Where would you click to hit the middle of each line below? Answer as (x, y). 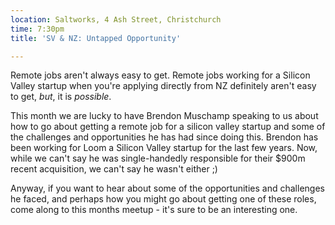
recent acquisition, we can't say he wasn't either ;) (114, 169)
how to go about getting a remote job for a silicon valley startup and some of (168, 127)
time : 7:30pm (37, 29)
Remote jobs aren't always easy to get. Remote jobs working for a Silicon (160, 75)
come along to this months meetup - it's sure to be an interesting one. (154, 210)
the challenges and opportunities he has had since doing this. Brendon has (164, 137)
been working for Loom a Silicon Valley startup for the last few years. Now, (164, 148)
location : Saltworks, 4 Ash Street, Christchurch (116, 19)
